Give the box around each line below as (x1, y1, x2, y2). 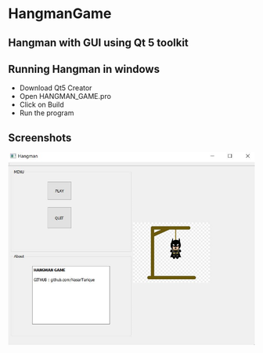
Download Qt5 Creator (19, 83, 92, 93)
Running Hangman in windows (8, 62, 160, 75)
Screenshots (8, 131, 72, 144)
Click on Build (19, 100, 64, 110)
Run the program (19, 108, 74, 118)
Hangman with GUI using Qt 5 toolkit (8, 36, 189, 49)
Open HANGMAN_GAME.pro (19, 92, 112, 101)
